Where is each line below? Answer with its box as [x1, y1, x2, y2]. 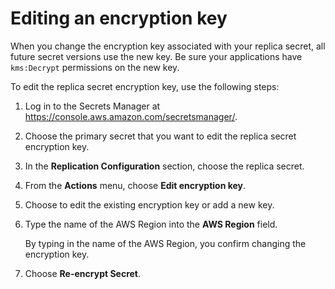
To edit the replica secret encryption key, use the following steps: [10, 80, 280, 92]
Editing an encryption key [10, 7, 228, 30]
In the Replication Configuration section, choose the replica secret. [24, 160, 305, 172]
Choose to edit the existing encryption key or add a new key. [24, 198, 275, 211]
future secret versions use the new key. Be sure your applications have [10, 50, 303, 62]
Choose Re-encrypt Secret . [24, 267, 142, 279]
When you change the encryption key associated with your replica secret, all [10, 40, 326, 52]
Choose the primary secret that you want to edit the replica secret [24, 130, 297, 142]
